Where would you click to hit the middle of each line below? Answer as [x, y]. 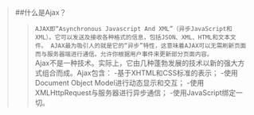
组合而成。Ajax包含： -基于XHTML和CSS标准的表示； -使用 [140, 73]
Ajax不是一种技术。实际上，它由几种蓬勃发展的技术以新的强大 [136, 63]
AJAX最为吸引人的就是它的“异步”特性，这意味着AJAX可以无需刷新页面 [148, 46]
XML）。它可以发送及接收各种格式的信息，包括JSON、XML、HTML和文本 [133, 37]
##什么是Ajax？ [41, 12]
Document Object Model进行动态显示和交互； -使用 [119, 83]
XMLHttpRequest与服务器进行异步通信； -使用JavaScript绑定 [135, 93]
